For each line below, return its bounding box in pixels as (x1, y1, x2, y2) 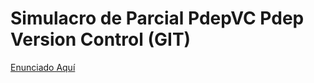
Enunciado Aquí (10, 61, 76, 73)
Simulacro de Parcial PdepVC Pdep (10, 7, 305, 30)
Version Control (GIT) (10, 28, 192, 51)
